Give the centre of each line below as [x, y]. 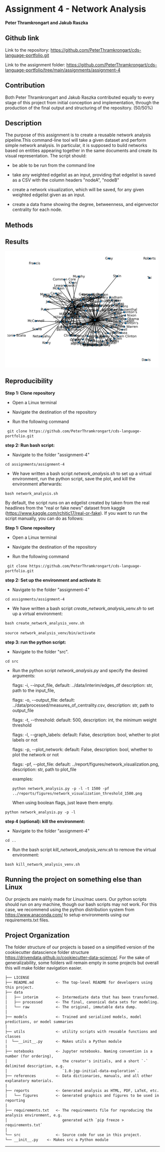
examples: [23, 779]
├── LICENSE [17, 978]
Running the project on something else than [73, 879]
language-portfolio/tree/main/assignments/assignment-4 [63, 70]
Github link [22, 38]
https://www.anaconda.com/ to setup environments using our [67, 915]
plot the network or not [35, 754]
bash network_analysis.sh [31, 493]
